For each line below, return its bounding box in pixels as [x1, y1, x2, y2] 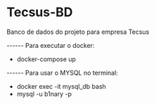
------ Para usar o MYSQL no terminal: [6, 68, 119, 77]
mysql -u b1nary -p [16, 89, 72, 98]
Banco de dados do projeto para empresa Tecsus [6, 27, 150, 36]
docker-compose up [16, 54, 77, 63]
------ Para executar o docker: [6, 41, 95, 49]
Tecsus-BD [6, 4, 73, 20]
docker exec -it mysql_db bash [16, 82, 107, 90]
